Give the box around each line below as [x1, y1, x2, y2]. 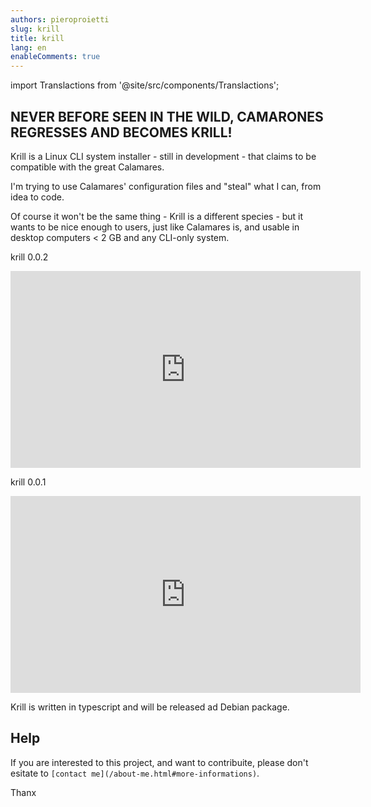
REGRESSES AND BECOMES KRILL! [10, 124, 233, 141]
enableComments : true [10, 52, 101, 62]
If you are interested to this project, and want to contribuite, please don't [10, 756, 309, 768]
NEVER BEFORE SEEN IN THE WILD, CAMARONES [10, 108, 324, 125]
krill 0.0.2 [10, 251, 49, 263]
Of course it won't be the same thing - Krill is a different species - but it [10, 210, 304, 222]
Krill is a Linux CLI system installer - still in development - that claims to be [10, 150, 317, 162]
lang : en [10, 42, 47, 53]
